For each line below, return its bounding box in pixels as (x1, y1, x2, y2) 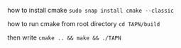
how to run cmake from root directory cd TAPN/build (7, 20, 160, 28)
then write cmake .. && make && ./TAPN (7, 33, 122, 42)
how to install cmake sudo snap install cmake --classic (7, 6, 174, 14)
